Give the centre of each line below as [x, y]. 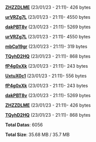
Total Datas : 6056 [24, 125]
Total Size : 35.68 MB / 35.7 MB [37, 134]
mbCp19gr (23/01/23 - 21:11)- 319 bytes [46, 46]
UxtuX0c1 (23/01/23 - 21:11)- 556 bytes [46, 76]
